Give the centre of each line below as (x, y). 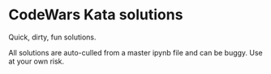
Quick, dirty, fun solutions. (52, 37)
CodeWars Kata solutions (96, 15)
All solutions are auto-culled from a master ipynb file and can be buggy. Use (136, 52)
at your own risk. (37, 61)
